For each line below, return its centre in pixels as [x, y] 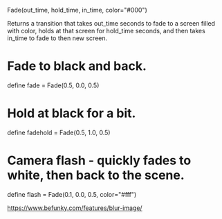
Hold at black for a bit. [72, 113]
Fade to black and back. [77, 66]
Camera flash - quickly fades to [99, 160]
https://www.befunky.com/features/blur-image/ [75, 208]
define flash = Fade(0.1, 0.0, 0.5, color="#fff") [72, 194]
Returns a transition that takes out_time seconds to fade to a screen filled [111, 23]
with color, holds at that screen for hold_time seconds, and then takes [106, 31]
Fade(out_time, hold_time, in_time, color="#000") [77, 10]
